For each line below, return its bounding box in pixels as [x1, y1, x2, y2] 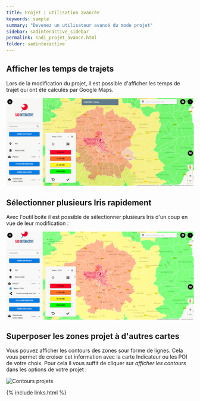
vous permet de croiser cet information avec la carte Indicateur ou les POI [6, 353, 187, 360]
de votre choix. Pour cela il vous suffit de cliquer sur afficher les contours [6, 360, 186, 367]
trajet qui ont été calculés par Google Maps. [6, 86, 114, 93]
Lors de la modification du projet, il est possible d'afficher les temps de [6, 79, 180, 87]
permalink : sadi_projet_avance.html [6, 35, 97, 41]
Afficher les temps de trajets [6, 64, 114, 74]
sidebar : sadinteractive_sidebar [6, 29, 89, 35]
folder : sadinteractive [6, 41, 65, 47]
